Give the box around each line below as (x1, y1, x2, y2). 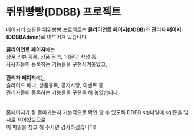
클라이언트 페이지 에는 (6, 45, 55, 53)
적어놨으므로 (17, 116, 46, 123)
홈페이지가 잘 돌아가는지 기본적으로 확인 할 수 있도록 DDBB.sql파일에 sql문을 (6, 108, 183, 115)
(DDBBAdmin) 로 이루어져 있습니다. (6, 33, 88, 40)
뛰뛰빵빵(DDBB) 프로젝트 (6, 5, 121, 19)
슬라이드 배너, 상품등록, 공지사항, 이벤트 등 (6, 81, 104, 88)
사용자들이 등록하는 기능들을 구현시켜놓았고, (6, 60, 107, 68)
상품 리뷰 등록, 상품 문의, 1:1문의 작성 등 (6, 53, 97, 60)
